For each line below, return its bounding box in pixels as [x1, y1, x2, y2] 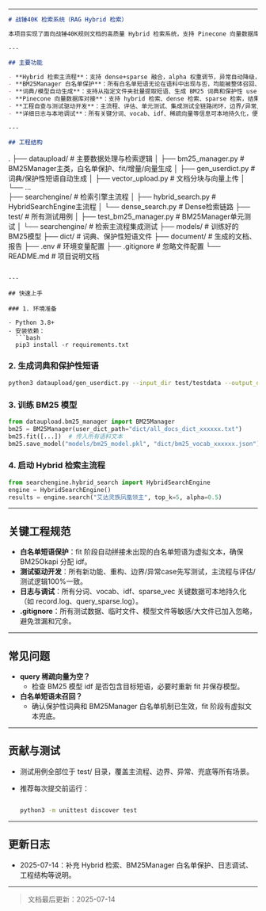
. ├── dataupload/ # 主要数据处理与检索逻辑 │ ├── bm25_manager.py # [8, 154, 245, 163]
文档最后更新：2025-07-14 [27, 894, 116, 904]
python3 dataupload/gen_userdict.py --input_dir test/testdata [8, 379, 222, 387]
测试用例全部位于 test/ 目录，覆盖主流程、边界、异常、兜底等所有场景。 [19, 766, 254, 776]
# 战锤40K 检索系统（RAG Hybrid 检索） [8, 16, 128, 24]
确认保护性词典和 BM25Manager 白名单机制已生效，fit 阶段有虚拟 [31, 702, 245, 711]
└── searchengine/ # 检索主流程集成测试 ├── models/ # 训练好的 [23, 221, 239, 231]
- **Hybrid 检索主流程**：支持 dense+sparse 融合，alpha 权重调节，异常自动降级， [8, 73, 261, 81]
